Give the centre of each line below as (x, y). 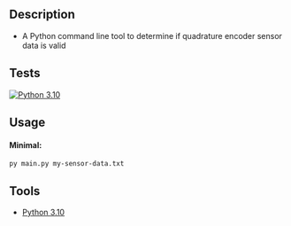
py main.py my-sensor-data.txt (67, 164)
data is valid (44, 45)
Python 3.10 (43, 213)
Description (42, 15)
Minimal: (26, 144)
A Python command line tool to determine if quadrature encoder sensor (152, 35)
